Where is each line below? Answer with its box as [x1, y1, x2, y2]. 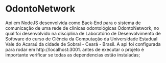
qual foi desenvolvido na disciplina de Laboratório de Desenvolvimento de [5, 30, 161, 36]
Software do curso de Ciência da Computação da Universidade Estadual [5, 36, 158, 42]
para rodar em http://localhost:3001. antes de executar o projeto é [5, 46, 144, 52]
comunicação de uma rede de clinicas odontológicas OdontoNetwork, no [5, 25, 159, 31]
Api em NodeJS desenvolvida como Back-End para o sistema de [5, 20, 141, 26]
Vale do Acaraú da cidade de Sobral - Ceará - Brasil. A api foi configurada [5, 41, 161, 47]
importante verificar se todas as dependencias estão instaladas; [5, 51, 140, 58]
